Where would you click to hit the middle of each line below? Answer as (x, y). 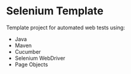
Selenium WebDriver (40, 58)
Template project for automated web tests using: (65, 27)
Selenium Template (55, 11)
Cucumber (28, 51)
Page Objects (31, 64)
